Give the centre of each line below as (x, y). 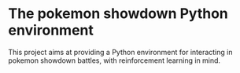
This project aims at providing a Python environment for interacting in (120, 52)
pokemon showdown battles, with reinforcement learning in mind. (114, 60)
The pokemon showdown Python (118, 14)
